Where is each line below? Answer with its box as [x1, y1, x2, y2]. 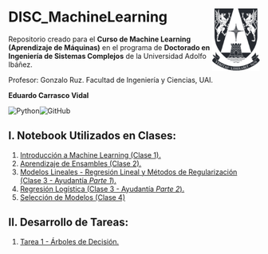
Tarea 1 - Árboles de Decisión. [19, 236, 120, 246]
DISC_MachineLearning [8, 8, 168, 26]
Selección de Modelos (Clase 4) [19, 192, 126, 202]
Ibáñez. [8, 60, 33, 69]
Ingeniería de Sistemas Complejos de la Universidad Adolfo [8, 51, 207, 61]
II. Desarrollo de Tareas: [8, 216, 129, 229]
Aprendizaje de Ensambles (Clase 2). [19, 158, 142, 168]
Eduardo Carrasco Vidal [8, 90, 89, 100]
